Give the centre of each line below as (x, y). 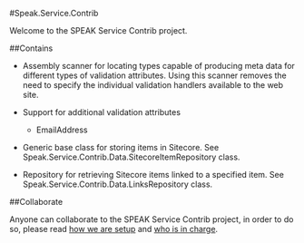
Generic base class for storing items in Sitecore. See (121, 147)
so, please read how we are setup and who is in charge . (114, 229)
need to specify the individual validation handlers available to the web (153, 85)
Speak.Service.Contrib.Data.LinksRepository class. (118, 184)
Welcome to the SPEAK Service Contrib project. (98, 30)
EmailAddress (62, 130)
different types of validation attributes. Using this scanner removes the (155, 75)
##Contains (31, 48)
